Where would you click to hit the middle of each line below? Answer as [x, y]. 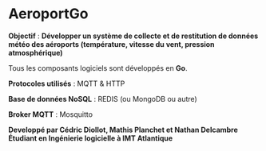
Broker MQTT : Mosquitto [51, 114]
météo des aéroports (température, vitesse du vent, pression [111, 44]
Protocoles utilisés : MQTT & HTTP [67, 83]
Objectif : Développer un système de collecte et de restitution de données [133, 36]
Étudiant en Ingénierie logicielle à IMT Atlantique [91, 138]
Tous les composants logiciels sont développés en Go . [98, 68]
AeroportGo [49, 14]
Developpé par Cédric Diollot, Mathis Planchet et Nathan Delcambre [123, 130]
